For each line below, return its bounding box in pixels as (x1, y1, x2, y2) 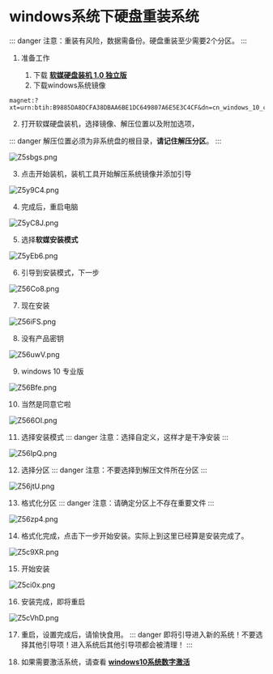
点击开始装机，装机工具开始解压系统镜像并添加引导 (20, 168, 192, 178)
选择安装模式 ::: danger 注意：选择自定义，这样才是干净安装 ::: (20, 432, 229, 442)
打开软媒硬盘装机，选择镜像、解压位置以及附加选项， (20, 118, 199, 128)
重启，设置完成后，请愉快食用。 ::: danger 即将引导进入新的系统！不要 (20, 629, 256, 639)
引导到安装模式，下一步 (20, 267, 100, 277)
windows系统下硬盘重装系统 (9, 7, 199, 26)
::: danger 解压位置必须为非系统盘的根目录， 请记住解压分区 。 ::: (9, 135, 222, 146)
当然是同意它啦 (20, 399, 71, 409)
